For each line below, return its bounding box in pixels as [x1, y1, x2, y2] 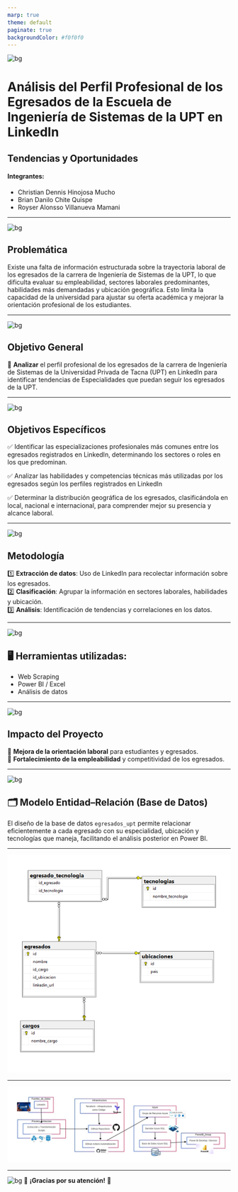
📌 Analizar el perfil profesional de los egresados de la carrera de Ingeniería [7, 360, 227, 369]
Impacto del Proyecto [7, 728, 104, 740]
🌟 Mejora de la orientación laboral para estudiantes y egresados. [7, 747, 198, 755]
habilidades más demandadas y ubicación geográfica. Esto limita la [7, 285, 204, 294]
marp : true [7, 11, 40, 18]
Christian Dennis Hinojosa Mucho [17, 188, 115, 196]
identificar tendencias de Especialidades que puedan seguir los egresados [7, 375, 225, 384]
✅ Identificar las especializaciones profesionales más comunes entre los [7, 442, 219, 451]
